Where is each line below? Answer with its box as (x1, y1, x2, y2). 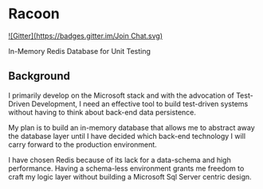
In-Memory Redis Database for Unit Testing (8, 46, 151, 56)
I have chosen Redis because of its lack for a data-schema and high (8, 155, 231, 164)
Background (8, 69, 70, 83)
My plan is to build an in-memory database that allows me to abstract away (8, 122, 255, 132)
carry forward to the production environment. (8, 140, 157, 149)
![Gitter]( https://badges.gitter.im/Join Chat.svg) (8, 31, 163, 40)
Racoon (8, 5, 60, 23)
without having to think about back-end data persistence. (8, 107, 197, 117)
